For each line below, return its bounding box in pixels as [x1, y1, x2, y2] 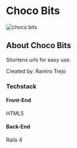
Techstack [6, 82, 37, 90]
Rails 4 [6, 136, 22, 143]
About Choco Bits [6, 41, 72, 51]
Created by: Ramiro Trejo [6, 68, 66, 75]
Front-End [6, 97, 32, 104]
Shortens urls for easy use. [6, 56, 71, 63]
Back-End [6, 123, 30, 130]
